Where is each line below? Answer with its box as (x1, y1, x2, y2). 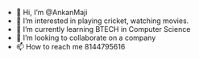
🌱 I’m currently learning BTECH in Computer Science (15, 25, 191, 33)
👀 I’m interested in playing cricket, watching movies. (15, 16, 189, 26)
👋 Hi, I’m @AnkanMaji (15, 8, 88, 17)
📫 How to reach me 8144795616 (15, 42, 126, 51)
